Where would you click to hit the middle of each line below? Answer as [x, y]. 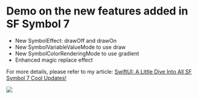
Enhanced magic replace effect [54, 60]
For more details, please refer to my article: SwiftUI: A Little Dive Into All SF [99, 71]
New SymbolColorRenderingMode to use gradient [77, 53]
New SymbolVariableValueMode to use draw [70, 47]
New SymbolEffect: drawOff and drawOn [66, 40]
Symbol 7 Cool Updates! [37, 78]
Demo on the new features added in [97, 11]
